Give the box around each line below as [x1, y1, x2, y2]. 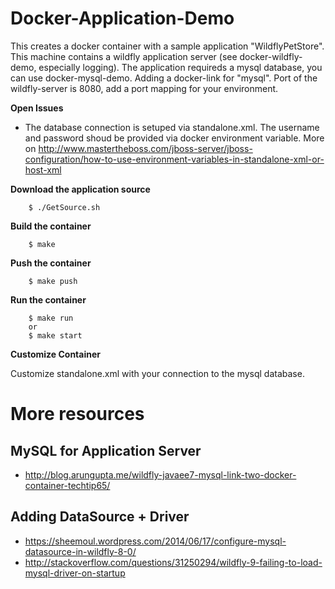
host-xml [24, 163, 62, 176]
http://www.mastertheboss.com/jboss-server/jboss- [38, 142, 253, 154]
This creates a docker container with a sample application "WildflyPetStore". [10, 40, 325, 52]
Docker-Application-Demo [10, 7, 235, 30]
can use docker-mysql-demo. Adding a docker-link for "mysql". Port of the [10, 72, 318, 84]
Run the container [10, 293, 87, 306]
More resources [10, 403, 145, 426]
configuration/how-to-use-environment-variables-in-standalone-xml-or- [24, 153, 325, 165]
